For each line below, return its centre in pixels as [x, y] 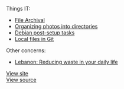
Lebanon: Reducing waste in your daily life [66, 62]
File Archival [30, 20]
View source [21, 80]
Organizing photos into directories [56, 26]
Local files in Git [34, 39]
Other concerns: [26, 50]
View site [17, 73]
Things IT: [18, 9]
